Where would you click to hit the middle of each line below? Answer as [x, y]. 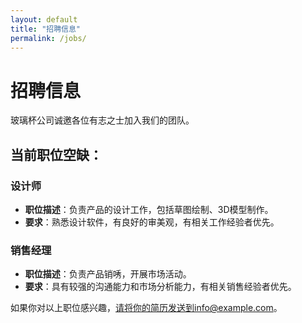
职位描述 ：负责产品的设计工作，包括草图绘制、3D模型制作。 [149, 209]
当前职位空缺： [56, 154]
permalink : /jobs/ [48, 38]
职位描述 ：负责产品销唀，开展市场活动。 [108, 274]
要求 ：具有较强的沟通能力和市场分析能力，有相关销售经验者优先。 [160, 287]
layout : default [44, 19]
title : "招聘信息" [46, 29]
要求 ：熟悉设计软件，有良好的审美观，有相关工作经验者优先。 [152, 222]
